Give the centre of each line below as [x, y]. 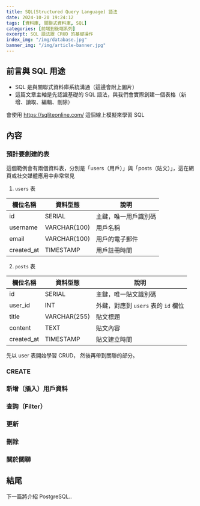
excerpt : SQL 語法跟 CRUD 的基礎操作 [50, 34]
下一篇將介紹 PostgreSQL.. [39, 496]
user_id [20, 306]
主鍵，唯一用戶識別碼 [126, 217]
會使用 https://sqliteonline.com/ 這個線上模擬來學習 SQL [75, 114]
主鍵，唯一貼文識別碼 [126, 294]
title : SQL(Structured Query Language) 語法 [62, 12]
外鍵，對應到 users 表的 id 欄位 [140, 306]
